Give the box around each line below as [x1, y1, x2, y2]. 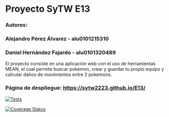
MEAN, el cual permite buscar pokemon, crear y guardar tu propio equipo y [5, 66, 164, 72]
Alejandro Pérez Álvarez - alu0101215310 [5, 35, 109, 43]
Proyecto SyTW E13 [5, 3, 91, 15]
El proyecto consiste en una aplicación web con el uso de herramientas [5, 61, 156, 67]
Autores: [5, 22, 28, 29]
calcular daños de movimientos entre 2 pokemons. [5, 71, 112, 77]
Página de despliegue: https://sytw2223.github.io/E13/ [5, 84, 146, 91]
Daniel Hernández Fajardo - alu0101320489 [5, 49, 116, 56]
